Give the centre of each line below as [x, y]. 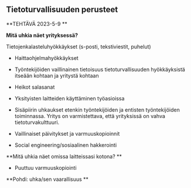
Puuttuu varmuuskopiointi [46, 167]
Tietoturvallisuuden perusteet [62, 10]
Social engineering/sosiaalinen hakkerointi [66, 145]
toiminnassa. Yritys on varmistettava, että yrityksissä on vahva [90, 116]
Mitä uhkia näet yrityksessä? [42, 35]
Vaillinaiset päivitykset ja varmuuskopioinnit [67, 133]
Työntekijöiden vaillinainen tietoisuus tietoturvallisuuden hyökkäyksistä [100, 69]
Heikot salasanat [35, 87]
